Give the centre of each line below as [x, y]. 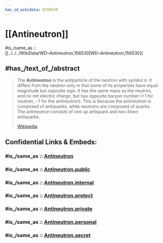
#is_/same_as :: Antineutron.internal [50, 182]
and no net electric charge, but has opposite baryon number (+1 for [85, 96]
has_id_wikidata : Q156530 [31, 10]
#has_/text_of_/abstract [42, 68]
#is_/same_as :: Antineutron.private [49, 209]
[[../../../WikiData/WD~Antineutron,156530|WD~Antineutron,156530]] [74, 53]
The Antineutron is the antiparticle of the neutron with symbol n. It [84, 80]
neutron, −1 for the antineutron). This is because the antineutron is [84, 101]
